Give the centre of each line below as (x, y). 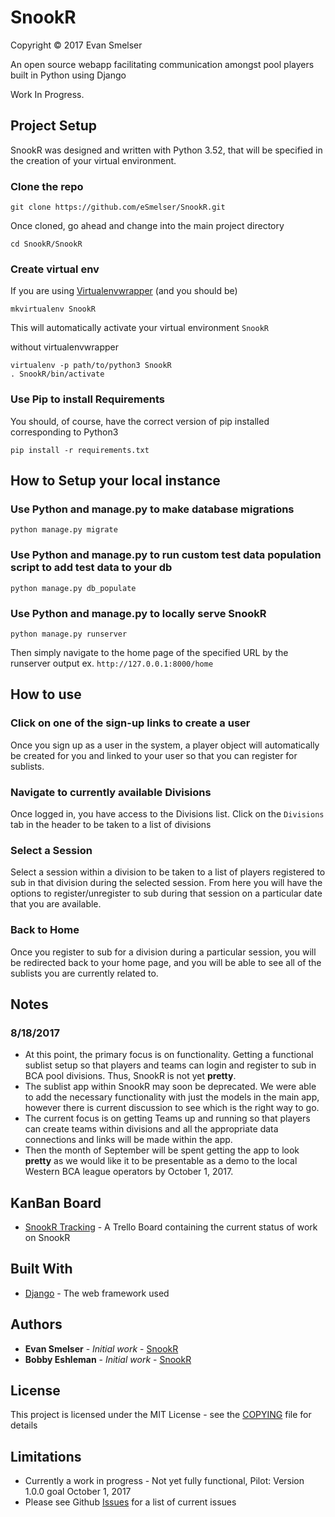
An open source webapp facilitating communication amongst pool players (162, 64)
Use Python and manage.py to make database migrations (152, 509)
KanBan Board (56, 1202)
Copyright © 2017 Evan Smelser (76, 45)
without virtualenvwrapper (65, 347)
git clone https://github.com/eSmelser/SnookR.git (118, 207)
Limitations (46, 1456)
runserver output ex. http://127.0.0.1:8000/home (112, 663)
